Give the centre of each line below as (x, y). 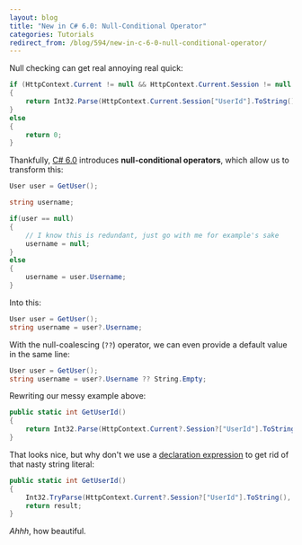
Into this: (26, 303)
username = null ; (58, 243)
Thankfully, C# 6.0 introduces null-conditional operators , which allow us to (150, 160)
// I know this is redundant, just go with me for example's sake (152, 235)
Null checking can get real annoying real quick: (96, 68)
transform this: (36, 170)
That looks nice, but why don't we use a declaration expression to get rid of (149, 454)
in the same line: (40, 354)
